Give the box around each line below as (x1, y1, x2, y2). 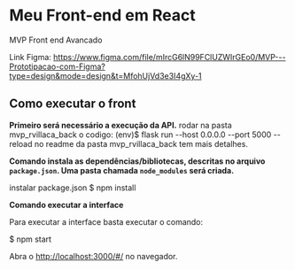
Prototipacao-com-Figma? (9, 61, 106, 72)
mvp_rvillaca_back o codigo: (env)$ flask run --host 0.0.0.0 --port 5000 (9, 129, 272, 140)
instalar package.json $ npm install (9, 182, 136, 193)
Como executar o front (9, 96, 136, 112)
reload (9, 138, 33, 149)
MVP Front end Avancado (9, 35, 103, 45)
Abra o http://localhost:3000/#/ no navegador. (9, 251, 178, 261)
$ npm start (9, 234, 51, 244)
